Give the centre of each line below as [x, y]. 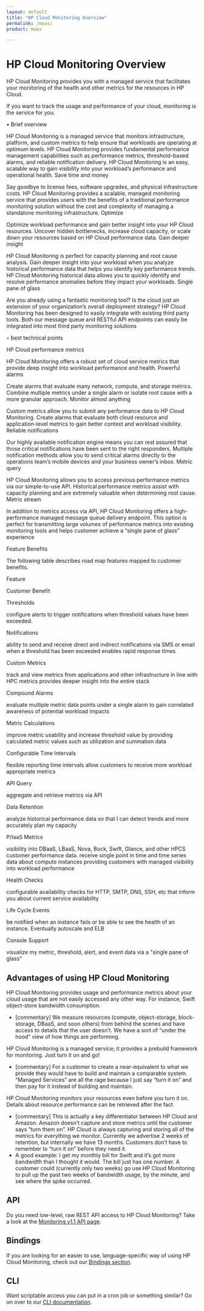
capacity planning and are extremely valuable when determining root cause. [101, 493]
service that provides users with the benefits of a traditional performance [98, 200]
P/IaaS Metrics [25, 837]
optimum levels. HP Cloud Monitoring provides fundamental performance [98, 149]
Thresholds [20, 603]
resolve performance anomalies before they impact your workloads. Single [100, 282]
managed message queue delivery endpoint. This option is [114, 518]
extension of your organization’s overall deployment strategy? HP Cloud [96, 307]
